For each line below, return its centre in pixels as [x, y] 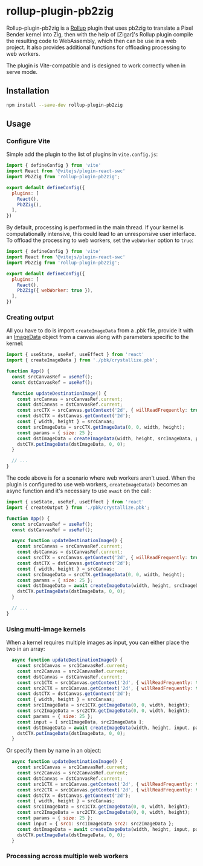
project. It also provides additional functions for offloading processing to [96, 47]
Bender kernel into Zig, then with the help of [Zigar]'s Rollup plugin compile [100, 34]
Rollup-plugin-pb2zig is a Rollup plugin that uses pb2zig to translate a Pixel [100, 28]
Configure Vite [28, 141]
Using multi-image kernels [46, 629]
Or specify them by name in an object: [54, 751]
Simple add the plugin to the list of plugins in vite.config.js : [82, 154]
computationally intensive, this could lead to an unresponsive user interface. [101, 234]
